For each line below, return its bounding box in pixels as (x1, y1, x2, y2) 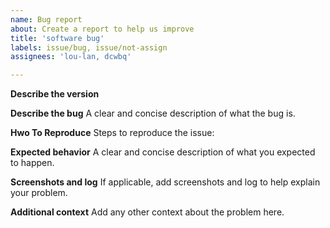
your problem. (10, 187, 68, 199)
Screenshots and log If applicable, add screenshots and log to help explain (10, 176, 321, 188)
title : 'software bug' (10, 33, 105, 43)
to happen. (10, 157, 55, 169)
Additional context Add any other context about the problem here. (10, 206, 285, 218)
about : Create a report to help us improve (10, 24, 195, 34)
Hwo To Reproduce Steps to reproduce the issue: (10, 127, 215, 139)
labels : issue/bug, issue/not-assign (10, 42, 168, 53)
